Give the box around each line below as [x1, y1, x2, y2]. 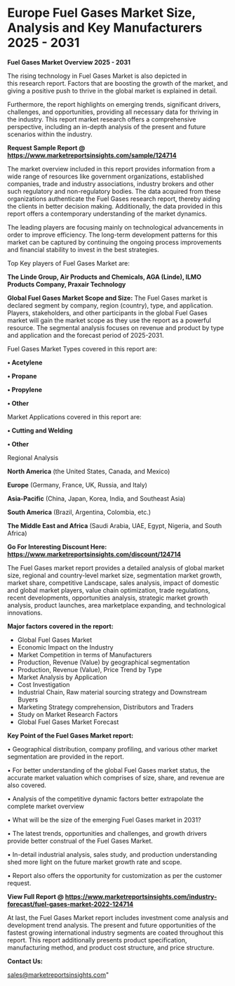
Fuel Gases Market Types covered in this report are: [7, 344, 157, 353]
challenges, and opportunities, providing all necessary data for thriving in [7, 107, 219, 116]
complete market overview [7, 802, 84, 810]
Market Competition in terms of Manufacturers [17, 650, 152, 659]
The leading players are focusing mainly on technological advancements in [7, 223, 224, 231]
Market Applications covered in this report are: [7, 412, 142, 421]
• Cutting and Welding [7, 426, 73, 435]
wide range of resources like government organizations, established [7, 172, 204, 180]
